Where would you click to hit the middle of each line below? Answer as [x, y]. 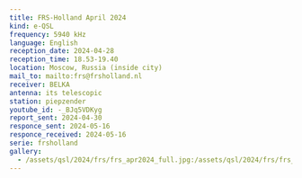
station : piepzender [48, 101]
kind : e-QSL [31, 26]
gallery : [26, 151]
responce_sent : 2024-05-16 [60, 127]
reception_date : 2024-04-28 [62, 51]
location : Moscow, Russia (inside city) [86, 68]
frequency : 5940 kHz [48, 34]
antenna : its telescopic [56, 93]
